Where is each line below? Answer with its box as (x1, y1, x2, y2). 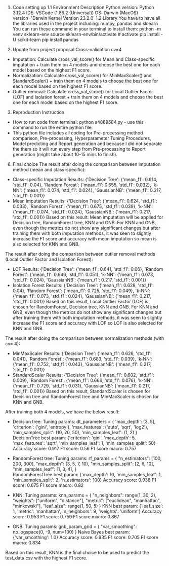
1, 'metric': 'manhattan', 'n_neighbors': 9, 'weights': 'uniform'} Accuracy (12, 508, 162, 514)
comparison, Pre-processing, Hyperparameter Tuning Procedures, (12, 135, 151, 141)
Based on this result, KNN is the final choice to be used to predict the (5, 550, 149, 555)
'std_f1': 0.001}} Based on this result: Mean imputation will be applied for (12, 214, 163, 220)
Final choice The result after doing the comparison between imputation (12, 161, 161, 167)
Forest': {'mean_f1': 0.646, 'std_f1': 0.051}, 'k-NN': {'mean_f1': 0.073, (12, 271, 154, 277)
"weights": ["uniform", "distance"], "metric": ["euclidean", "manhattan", (12, 498, 161, 504)
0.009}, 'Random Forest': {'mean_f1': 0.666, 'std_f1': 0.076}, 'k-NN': (12, 377, 153, 383)
